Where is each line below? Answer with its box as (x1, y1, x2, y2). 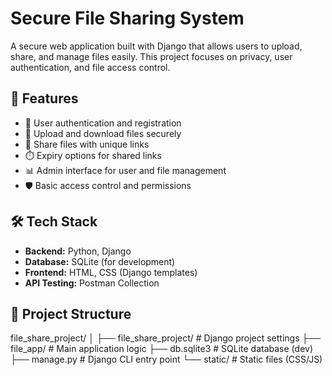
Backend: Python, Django (24, 245, 132, 257)
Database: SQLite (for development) (24, 255, 176, 267)
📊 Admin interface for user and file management (24, 164, 227, 176)
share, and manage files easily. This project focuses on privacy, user (10, 50, 293, 62)
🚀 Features (10, 90, 79, 107)
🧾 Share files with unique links (24, 138, 150, 150)
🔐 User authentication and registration (24, 117, 182, 129)
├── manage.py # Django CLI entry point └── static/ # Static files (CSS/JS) (10, 353, 323, 366)
